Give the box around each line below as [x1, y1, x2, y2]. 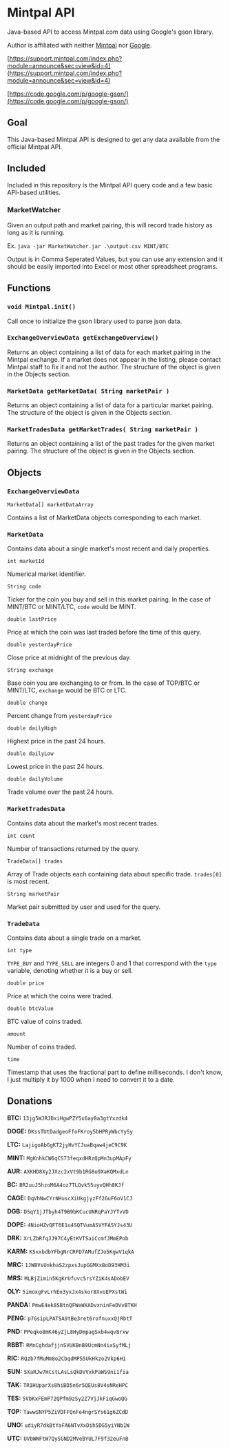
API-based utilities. [7, 188, 61, 196]
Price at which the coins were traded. [7, 992, 114, 1000]
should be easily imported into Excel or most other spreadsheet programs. [7, 262, 218, 270]
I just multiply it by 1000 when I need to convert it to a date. [7, 1076, 175, 1084]
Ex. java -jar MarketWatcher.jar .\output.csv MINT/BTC [7, 241, 169, 249]
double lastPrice [7, 616, 57, 623]
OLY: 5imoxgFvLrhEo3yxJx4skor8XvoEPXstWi [7, 1287, 127, 1295]
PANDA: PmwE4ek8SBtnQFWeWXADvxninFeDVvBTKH [7, 1300, 138, 1308]
